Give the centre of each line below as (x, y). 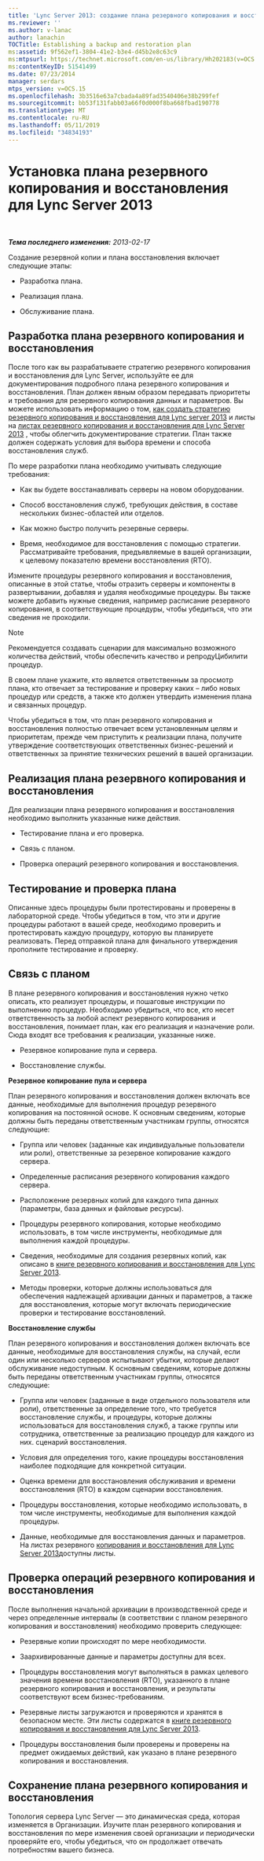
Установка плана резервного (108, 171)
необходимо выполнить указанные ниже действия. (94, 818)
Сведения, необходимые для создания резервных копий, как (123, 1255)
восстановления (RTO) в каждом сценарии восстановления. (121, 1489)
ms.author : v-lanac (40, 30)
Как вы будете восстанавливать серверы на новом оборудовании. (132, 489)
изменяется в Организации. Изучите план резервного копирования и (125, 1825)
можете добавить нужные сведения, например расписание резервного (129, 601)
